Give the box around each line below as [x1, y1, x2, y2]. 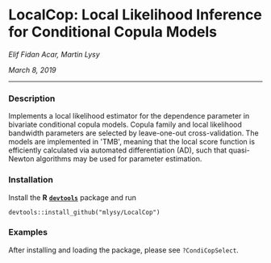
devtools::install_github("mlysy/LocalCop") [8, 208, 161, 216]
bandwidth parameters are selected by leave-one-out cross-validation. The [8, 128, 260, 138]
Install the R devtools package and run [8, 192, 137, 202]
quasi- [228, 145, 250, 155]
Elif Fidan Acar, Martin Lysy [8, 49, 101, 59]
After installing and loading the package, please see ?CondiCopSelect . [8, 244, 240, 255]
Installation [8, 174, 54, 186]
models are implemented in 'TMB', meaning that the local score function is [8, 137, 256, 147]
